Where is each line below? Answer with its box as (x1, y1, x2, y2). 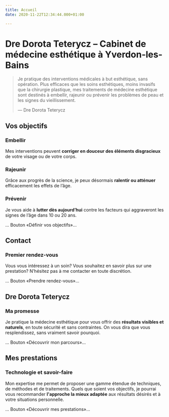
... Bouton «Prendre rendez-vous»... (5, 278, 79, 284)
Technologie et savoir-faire (5, 369, 73, 376)
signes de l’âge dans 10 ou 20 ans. (5, 212, 77, 218)
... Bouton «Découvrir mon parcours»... (5, 340, 86, 346)
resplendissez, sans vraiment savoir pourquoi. (5, 330, 101, 336)
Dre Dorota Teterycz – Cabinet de (5, 38, 146, 49)
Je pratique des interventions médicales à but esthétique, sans (17, 76, 148, 82)
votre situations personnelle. (5, 396, 64, 402)
